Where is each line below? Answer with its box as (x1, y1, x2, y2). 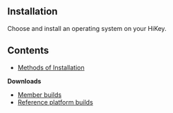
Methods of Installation (17, 63, 85, 72)
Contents (7, 45, 49, 57)
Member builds (17, 91, 62, 99)
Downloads (7, 77, 42, 85)
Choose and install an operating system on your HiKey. (7, 24, 167, 32)
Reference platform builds (17, 98, 93, 106)
